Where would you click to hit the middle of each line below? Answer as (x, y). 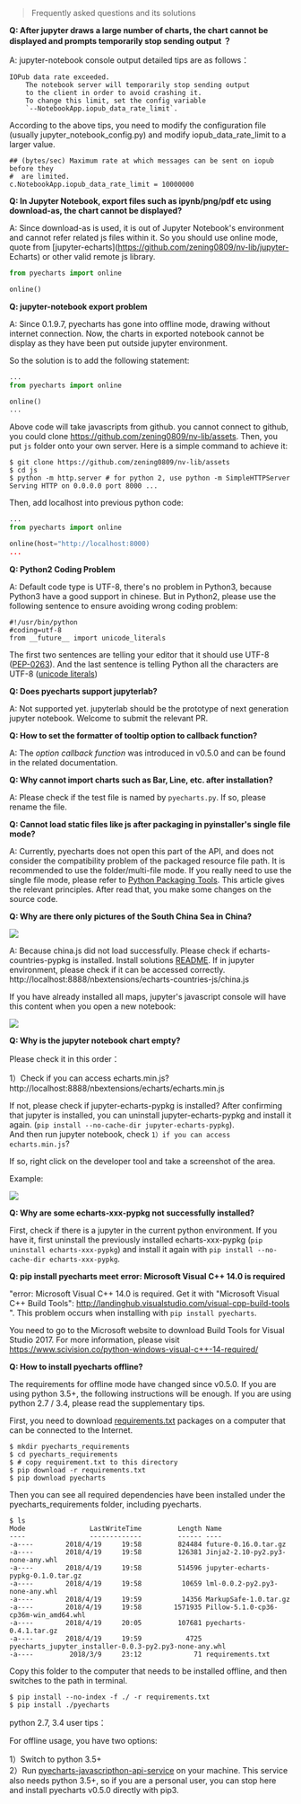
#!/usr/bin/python (43, 622)
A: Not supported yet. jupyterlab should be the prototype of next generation (149, 708)
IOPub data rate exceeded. (60, 77)
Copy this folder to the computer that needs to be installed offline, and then (148, 1671)
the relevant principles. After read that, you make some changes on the (140, 889)
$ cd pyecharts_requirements (64, 1455)
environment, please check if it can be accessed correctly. (117, 969)
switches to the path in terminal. (69, 1680)
